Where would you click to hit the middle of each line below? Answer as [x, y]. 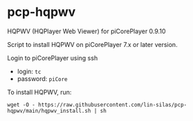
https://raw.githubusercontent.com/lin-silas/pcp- [112, 104]
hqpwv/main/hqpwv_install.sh [49, 111]
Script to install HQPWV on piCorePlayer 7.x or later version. [92, 44]
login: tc [29, 71]
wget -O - [21, 104]
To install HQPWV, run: [39, 92]
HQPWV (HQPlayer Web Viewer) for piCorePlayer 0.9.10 [86, 31]
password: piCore [42, 78]
